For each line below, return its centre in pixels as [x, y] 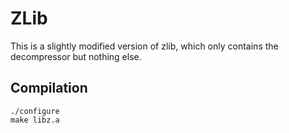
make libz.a [35, 120]
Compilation [49, 88]
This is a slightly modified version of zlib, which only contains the [144, 46]
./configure [35, 111]
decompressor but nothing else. [76, 56]
